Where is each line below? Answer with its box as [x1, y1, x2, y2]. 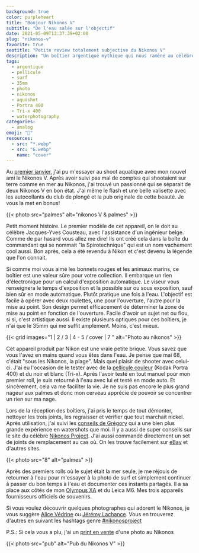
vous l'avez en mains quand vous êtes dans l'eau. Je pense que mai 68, [6, 351, 182, 359]
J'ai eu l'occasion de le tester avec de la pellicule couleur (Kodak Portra [13, 364, 188, 371]
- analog [11, 124, 33, 130]
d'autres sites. [6, 445, 41, 452]
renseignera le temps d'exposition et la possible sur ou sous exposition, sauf [6, 285, 193, 292]
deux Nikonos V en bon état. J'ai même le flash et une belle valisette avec [6, 187, 187, 194]
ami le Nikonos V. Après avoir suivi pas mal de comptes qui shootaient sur [6, 174, 187, 181]
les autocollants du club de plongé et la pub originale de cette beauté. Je [6, 193, 184, 200]
